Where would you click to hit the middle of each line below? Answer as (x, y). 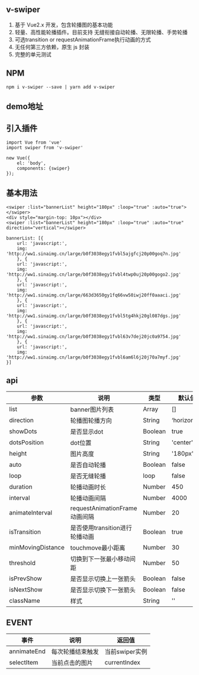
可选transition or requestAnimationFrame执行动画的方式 (83, 39)
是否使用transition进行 (101, 528)
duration (21, 487)
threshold (22, 563)
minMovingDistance (37, 548)
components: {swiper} (43, 168)
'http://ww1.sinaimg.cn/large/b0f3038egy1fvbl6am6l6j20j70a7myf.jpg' (94, 357)
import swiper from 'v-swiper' (45, 147)
